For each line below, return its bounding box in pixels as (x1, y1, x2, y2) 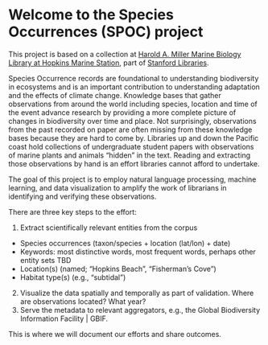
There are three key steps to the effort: (8, 207, 137, 216)
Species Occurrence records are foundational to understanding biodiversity (8, 73, 259, 83)
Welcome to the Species (8, 6, 175, 24)
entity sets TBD (19, 255, 72, 265)
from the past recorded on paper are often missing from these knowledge (8, 125, 253, 134)
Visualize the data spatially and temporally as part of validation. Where (19, 288, 254, 298)
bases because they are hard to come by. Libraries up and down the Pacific (8, 133, 259, 142)
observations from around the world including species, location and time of (8, 99, 258, 109)
